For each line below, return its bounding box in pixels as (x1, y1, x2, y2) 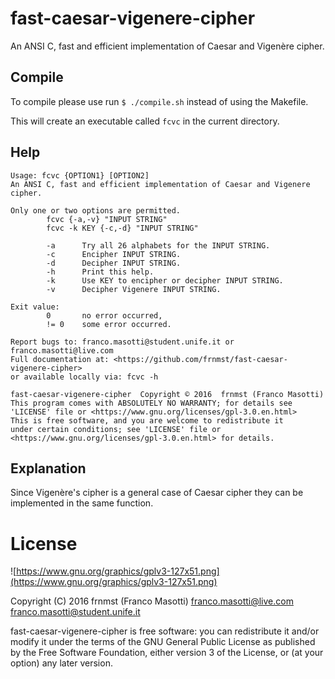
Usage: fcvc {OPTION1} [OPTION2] (10, 170, 150, 181)
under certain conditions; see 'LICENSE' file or (10, 424, 222, 434)
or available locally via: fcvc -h (10, 372, 159, 382)
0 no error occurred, (46, 310, 163, 321)
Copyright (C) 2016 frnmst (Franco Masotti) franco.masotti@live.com (10, 595, 294, 607)
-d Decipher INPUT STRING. (46, 258, 182, 268)
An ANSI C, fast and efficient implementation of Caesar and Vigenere (10, 179, 311, 189)
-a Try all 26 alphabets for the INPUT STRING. (46, 240, 271, 251)
